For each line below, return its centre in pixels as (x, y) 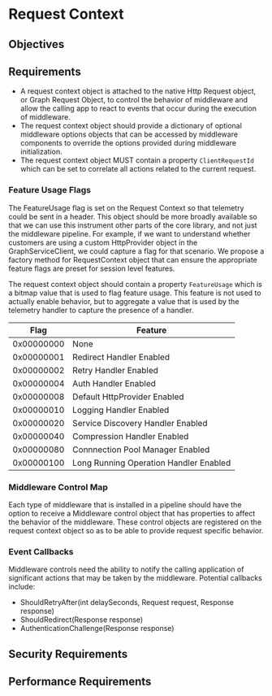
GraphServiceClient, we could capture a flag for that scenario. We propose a (136, 251)
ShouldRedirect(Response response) (82, 620)
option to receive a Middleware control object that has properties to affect (132, 513)
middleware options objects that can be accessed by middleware (129, 134)
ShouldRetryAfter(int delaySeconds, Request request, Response (127, 602)
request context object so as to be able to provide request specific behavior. (136, 530)
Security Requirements (68, 654)
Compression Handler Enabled (131, 436)
